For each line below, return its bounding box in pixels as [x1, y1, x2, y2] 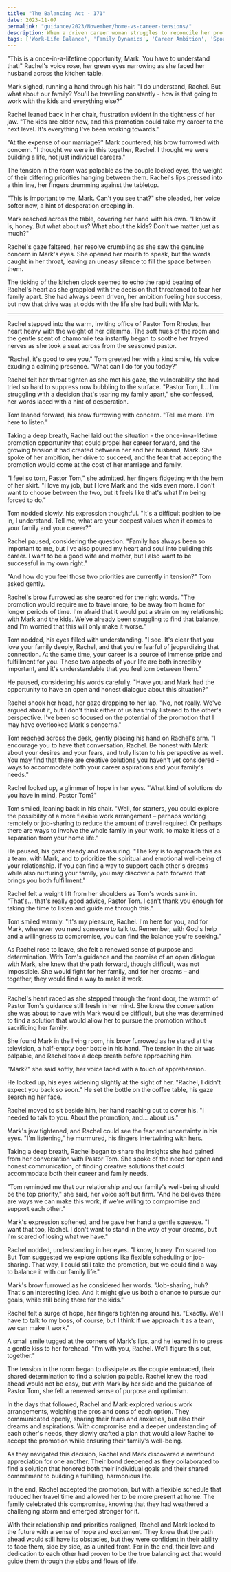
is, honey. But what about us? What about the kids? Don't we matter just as [7, 222, 219, 230]
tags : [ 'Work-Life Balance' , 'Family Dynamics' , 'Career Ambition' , [7, 36, 208, 43]
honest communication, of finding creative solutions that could [7, 1162, 184, 1170]
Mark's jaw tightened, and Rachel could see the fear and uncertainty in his [7, 1127, 218, 1135]
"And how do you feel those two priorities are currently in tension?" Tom [7, 572, 212, 581]
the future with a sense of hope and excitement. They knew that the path [7, 1528, 213, 1536]
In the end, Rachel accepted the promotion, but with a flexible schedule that [7, 1485, 222, 1494]
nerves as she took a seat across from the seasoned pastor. [7, 342, 177, 350]
